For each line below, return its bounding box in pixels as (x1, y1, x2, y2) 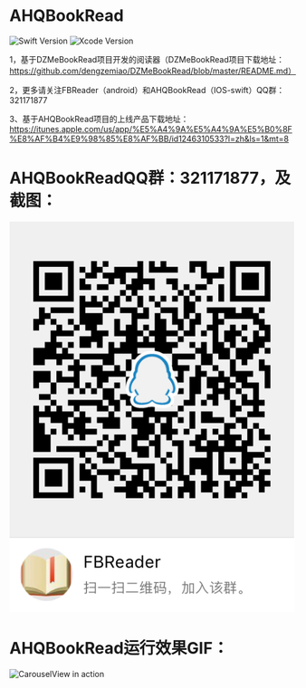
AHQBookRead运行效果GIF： (9, 638, 229, 659)
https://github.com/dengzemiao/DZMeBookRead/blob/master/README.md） (9, 65, 297, 76)
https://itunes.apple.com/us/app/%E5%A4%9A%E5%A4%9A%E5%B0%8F (9, 123, 292, 134)
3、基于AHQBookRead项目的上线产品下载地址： (9, 113, 189, 124)
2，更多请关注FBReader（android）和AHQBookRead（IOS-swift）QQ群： (9, 84, 285, 95)
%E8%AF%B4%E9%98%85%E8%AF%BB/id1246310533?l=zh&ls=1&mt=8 (9, 133, 290, 144)
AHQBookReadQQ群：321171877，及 (9, 168, 292, 188)
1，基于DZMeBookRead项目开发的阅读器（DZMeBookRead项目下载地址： (9, 53, 285, 64)
